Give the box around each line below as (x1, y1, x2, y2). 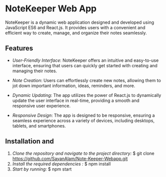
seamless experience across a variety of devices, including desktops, (12, 117, 155, 124)
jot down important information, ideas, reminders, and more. (12, 83, 135, 88)
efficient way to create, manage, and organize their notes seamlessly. (5, 30, 147, 36)
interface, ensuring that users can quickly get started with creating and (12, 62, 158, 68)
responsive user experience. (12, 102, 71, 109)
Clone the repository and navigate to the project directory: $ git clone (12, 150, 155, 156)
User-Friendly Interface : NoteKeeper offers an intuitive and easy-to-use (12, 57, 159, 63)
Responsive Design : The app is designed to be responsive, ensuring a (12, 112, 155, 118)
